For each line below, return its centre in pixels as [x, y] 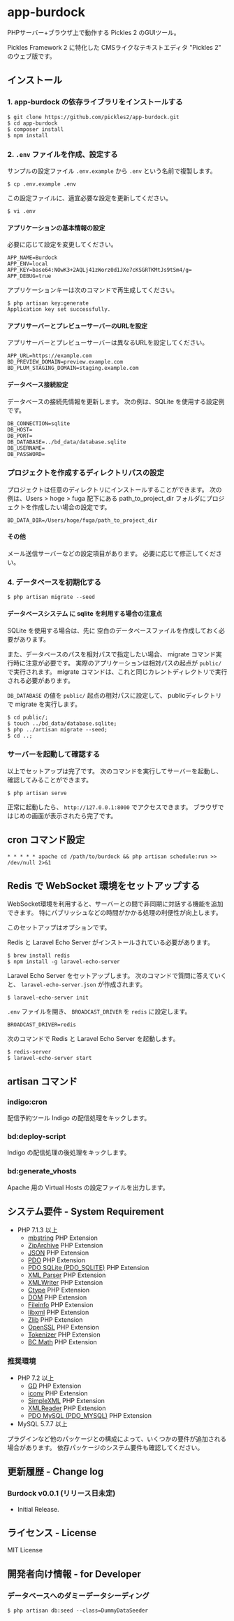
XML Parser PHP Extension [67, 1275]
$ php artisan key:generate [48, 303]
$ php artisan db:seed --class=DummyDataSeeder [78, 1611]
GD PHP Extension [54, 1386]
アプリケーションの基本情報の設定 [56, 228]
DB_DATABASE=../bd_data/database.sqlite [67, 442]
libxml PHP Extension [58, 1312]
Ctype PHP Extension [59, 1290]
